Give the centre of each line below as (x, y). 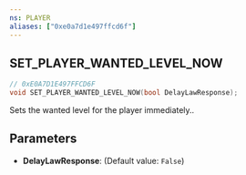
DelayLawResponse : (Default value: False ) (103, 160)
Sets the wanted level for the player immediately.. (102, 110)
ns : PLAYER (30, 18)
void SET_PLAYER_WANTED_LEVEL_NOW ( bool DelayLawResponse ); (124, 93)
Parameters (43, 139)
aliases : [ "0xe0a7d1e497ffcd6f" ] (73, 26)
